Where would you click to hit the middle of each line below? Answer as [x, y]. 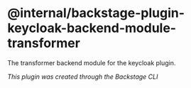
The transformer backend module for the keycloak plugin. [92, 62]
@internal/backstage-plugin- [96, 13]
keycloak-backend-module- [92, 28]
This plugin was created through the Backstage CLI [83, 77]
